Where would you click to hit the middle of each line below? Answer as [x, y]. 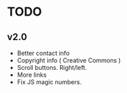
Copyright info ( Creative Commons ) [69, 60]
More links [32, 75]
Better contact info [43, 53]
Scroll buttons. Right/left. [52, 68]
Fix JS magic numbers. [49, 82]
